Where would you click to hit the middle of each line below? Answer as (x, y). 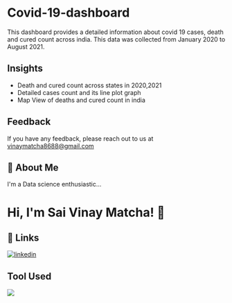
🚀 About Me (33, 167)
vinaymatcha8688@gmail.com (51, 146)
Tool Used (29, 276)
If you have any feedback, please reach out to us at (80, 138)
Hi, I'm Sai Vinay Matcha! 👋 (86, 212)
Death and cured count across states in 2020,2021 (89, 85)
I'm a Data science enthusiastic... (54, 184)
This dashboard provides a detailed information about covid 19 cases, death (115, 32)
